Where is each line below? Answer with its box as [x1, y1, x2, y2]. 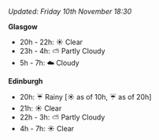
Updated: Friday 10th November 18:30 [8, 7, 132, 16]
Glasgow [8, 22, 38, 31]
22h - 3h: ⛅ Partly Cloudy [19, 112, 105, 122]
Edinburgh [8, 77, 43, 85]
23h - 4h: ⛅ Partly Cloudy [19, 47, 105, 55]
